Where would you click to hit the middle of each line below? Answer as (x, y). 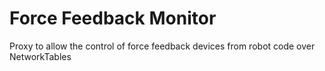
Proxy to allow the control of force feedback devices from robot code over (162, 46)
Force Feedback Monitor (113, 18)
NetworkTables (40, 56)
